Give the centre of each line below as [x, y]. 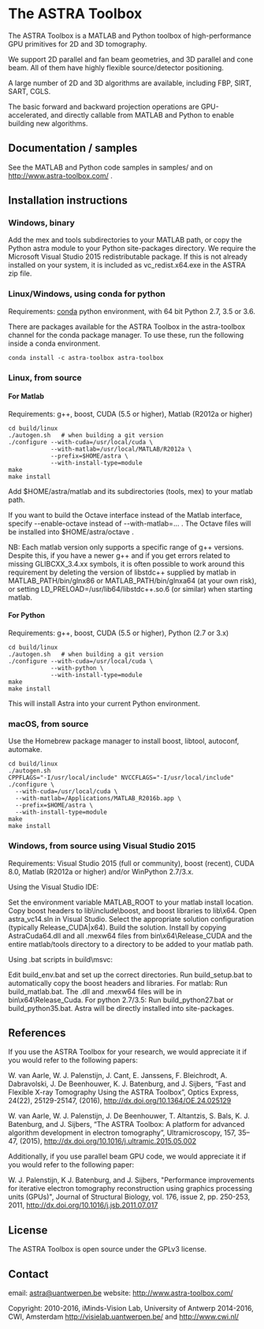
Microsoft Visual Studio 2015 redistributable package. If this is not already [128, 256]
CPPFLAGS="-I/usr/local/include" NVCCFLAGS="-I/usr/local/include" [121, 778]
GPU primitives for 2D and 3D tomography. [78, 43]
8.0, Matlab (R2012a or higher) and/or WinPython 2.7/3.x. [101, 871]
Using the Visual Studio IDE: [54, 887]
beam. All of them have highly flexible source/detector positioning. [116, 67]
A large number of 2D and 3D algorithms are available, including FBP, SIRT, [130, 83]
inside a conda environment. [54, 343]
